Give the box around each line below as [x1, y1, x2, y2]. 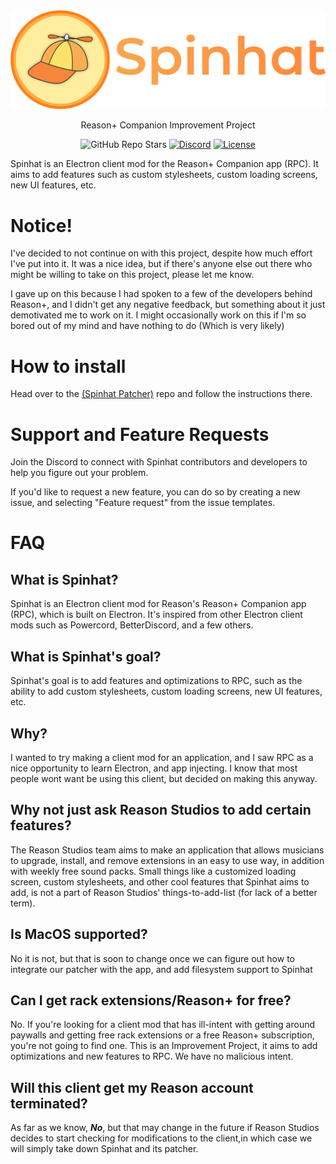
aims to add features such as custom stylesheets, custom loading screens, [10, 169, 318, 181]
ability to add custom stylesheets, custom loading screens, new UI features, [10, 685, 323, 698]
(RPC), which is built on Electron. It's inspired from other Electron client [10, 609, 303, 621]
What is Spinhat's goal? [10, 648, 162, 665]
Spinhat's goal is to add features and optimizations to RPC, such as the [10, 675, 303, 687]
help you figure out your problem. [10, 467, 149, 479]
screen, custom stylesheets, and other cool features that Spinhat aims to [10, 875, 310, 888]
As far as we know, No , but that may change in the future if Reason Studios [10, 1122, 320, 1134]
